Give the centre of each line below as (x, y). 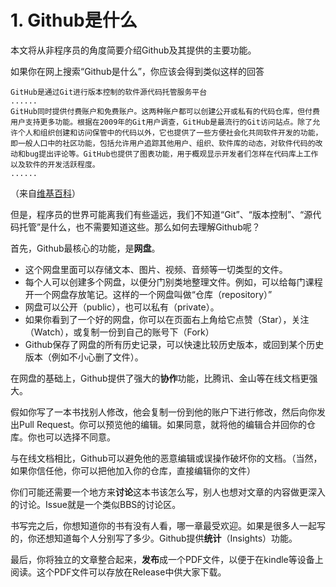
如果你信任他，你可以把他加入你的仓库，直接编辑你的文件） (133, 470)
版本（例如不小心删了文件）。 (84, 357)
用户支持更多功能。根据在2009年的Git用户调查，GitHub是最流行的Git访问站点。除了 (161, 122)
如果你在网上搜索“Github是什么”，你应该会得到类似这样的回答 (137, 71)
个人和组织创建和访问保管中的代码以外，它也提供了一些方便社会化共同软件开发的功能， (170, 132)
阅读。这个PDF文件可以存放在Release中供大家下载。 (118, 572)
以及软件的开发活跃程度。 (55, 164)
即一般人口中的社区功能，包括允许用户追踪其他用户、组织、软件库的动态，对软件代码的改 (166, 143)
